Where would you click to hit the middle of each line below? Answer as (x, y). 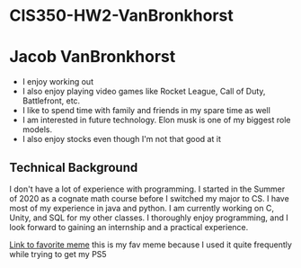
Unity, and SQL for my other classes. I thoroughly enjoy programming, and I (149, 218)
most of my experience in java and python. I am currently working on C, (142, 208)
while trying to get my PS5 (58, 254)
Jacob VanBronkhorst (93, 57)
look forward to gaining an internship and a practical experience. (129, 227)
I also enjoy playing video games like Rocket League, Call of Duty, (144, 92)
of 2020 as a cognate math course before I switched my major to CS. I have (149, 198)
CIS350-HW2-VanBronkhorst (121, 16)
